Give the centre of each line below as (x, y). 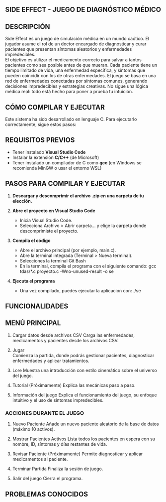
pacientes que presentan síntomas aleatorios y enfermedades (69, 49)
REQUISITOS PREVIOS (40, 140)
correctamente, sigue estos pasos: (41, 125)
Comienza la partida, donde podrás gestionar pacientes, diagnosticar (83, 355)
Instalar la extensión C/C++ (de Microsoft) (56, 157)
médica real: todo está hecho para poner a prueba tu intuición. (69, 92)
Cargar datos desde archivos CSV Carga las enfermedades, (74, 335)
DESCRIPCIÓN (28, 27)
